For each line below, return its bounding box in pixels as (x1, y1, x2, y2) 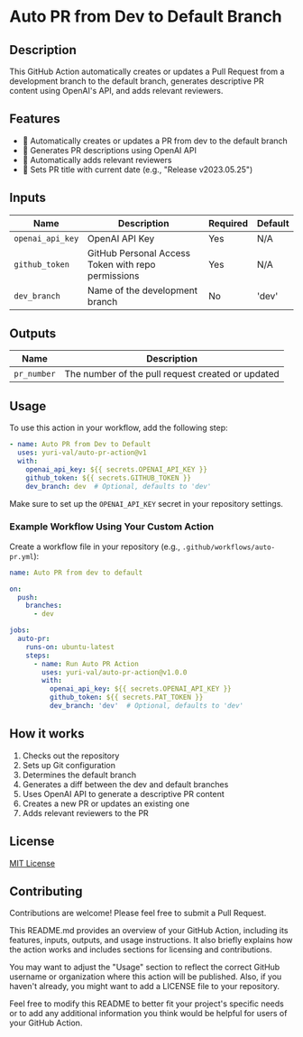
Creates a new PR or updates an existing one (22, 798, 190, 809)
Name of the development (87, 284, 198, 297)
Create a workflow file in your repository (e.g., (9, 541, 180, 552)
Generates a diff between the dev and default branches (22, 778, 229, 790)
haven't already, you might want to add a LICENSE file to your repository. (9, 981, 280, 992)
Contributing (9, 884, 83, 899)
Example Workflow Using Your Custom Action (9, 520, 215, 533)
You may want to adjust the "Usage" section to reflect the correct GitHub (9, 962, 280, 973)
